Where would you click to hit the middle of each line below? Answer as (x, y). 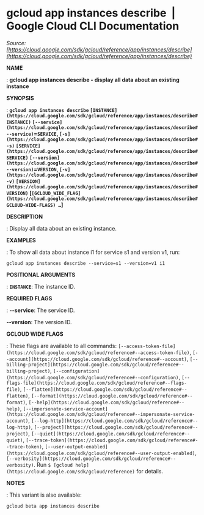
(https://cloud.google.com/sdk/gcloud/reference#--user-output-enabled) (101, 453)
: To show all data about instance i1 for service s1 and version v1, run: (93, 252)
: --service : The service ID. (41, 310)
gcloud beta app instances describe (53, 506)
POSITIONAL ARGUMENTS (41, 275)
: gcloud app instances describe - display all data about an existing (93, 80)
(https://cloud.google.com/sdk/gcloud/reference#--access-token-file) (98, 353)
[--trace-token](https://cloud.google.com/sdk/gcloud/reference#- (112, 440)
